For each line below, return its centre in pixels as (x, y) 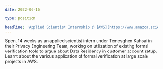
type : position (20, 18)
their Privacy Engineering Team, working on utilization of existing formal (77, 46)
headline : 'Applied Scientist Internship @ (50, 27)
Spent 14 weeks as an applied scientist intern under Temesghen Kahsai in (78, 41)
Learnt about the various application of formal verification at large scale (77, 56)
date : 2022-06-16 (23, 9)
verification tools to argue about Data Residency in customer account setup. (81, 51)
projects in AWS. (22, 62)
